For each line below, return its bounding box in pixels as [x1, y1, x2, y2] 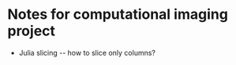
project [7, 22, 56, 40]
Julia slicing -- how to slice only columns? [18, 48, 155, 57]
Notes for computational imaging [7, 5, 228, 23]
